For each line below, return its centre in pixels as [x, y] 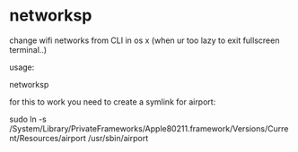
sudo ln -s [28, 119]
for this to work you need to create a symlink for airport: [113, 101]
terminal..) [28, 49]
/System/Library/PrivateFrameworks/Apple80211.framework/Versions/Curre [149, 128]
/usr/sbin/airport [118, 138]
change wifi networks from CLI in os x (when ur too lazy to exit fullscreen [145, 40]
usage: [22, 67]
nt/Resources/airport [48, 138]
